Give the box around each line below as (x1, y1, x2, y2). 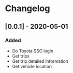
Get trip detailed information (12, 58, 69, 64)
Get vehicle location (12, 63, 52, 69)
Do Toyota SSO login (12, 48, 54, 54)
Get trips (12, 53, 30, 59)
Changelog (5, 3, 50, 14)
